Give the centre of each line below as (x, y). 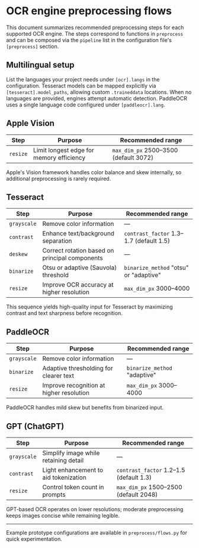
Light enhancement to (73, 470)
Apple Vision (31, 123)
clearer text (58, 376)
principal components (73, 258)
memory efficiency (60, 158)
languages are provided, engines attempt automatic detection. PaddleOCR (97, 98)
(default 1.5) (153, 241)
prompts (54, 495)
